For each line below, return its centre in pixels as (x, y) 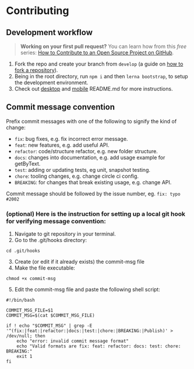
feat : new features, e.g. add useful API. (62, 145)
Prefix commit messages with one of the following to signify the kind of (91, 121)
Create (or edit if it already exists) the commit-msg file (79, 262)
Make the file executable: (45, 268)
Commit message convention (61, 107)
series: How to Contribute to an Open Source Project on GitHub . (97, 53)
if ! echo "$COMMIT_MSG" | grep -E (49, 326)
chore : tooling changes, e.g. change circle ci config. (76, 176)
